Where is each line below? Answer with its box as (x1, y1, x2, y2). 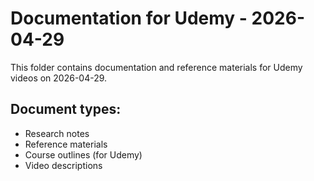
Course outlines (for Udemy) (24, 148, 143, 161)
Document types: (10, 101, 122, 118)
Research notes (24, 127, 90, 139)
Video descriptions (24, 159, 103, 171)
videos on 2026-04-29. (10, 72, 108, 84)
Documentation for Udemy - (10, 7, 248, 30)
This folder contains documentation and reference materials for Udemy (10, 61, 303, 73)
